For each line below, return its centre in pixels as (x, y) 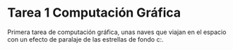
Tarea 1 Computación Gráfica (94, 13)
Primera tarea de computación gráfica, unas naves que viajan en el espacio (117, 32)
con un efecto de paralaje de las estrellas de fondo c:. (85, 39)
